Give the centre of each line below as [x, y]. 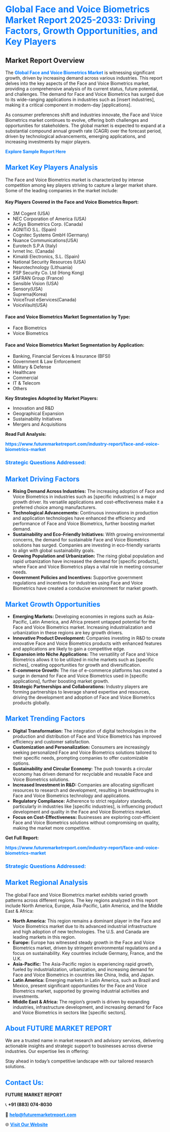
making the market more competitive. [52, 828]
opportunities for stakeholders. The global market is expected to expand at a [85, 126]
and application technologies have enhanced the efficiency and [79, 518]
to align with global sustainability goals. [54, 551]
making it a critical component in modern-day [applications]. [69, 105]
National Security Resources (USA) [49, 262]
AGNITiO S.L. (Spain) [35, 230]
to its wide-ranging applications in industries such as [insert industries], [80, 99]
